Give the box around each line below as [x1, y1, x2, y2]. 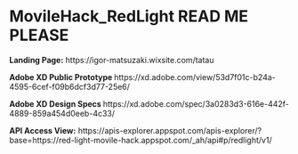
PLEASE [9, 25, 69, 45]
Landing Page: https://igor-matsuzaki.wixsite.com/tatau [9, 54, 214, 65]
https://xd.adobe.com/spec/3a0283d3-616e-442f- [102, 98, 289, 109]
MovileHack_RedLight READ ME [9, 6, 249, 27]
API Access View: [9, 125, 77, 135]
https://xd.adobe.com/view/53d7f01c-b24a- [114, 71, 276, 82]
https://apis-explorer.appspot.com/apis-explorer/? [77, 125, 262, 135]
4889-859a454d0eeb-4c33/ [9, 108, 116, 118]
